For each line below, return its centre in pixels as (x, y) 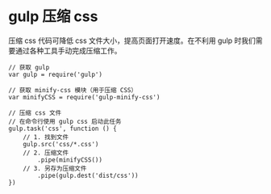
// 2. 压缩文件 (46, 153)
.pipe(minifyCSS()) (70, 160)
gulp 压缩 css (53, 17)
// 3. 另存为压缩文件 (55, 168)
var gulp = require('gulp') (56, 74)
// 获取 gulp (29, 67)
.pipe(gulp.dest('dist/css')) (88, 175)
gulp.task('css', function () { (63, 129)
